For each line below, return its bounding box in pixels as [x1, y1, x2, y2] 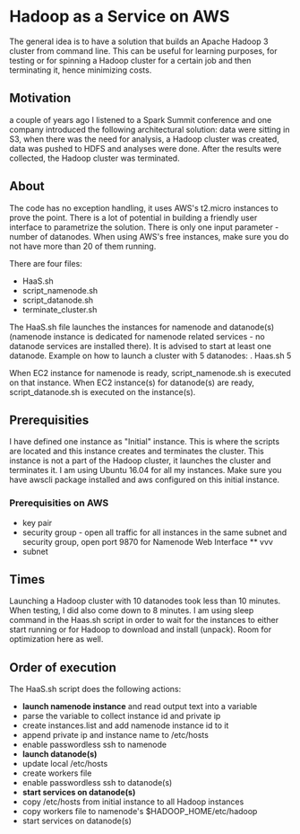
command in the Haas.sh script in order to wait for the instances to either [9, 615, 279, 626]
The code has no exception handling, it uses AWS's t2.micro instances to [9, 202, 279, 213]
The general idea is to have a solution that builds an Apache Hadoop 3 [9, 36, 269, 47]
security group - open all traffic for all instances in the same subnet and [21, 527, 287, 538]
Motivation [9, 91, 72, 106]
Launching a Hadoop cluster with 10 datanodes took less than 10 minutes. [9, 595, 281, 607]
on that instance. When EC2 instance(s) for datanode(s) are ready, [9, 377, 255, 388]
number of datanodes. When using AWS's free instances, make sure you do [9, 231, 289, 241]
